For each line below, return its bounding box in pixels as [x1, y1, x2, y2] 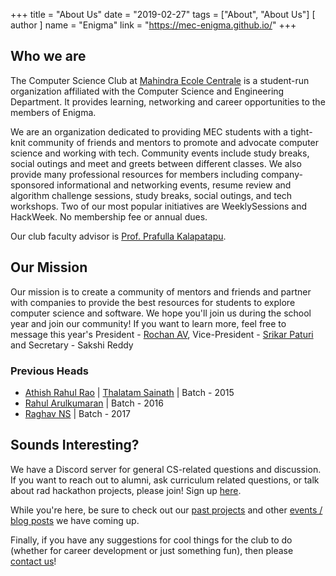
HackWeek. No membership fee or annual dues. [10, 210, 208, 223]
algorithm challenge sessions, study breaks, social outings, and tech [10, 189, 293, 201]
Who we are [10, 48, 87, 65]
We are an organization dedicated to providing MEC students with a [10, 125, 289, 138]
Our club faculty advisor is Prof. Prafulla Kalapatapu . [10, 230, 227, 242]
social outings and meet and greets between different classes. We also [10, 157, 302, 169]
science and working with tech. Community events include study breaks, [10, 147, 310, 159]
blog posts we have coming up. [10, 514, 140, 526]
